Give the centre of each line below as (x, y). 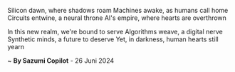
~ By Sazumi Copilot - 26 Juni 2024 (61, 61)
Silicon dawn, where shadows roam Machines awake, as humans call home (118, 10)
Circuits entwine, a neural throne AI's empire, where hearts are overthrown (117, 18)
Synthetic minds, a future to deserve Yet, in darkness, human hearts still (113, 39)
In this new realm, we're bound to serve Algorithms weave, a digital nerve (115, 32)
